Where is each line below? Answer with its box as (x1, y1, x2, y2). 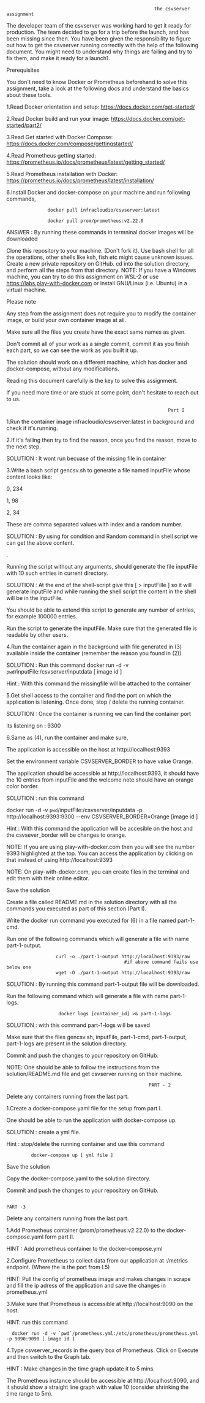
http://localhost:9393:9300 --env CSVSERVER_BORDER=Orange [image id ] (6, 813, 198, 820)
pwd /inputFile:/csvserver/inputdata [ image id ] (6, 668, 122, 675)
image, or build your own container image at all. (6, 317, 127, 323)
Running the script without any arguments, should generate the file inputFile (6, 563, 198, 570)
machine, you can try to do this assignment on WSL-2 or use (6, 273, 159, 280)
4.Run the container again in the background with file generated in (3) (6, 643, 182, 650)
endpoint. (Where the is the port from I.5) (6, 1264, 110, 1270)
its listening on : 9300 (6, 722, 61, 729)
